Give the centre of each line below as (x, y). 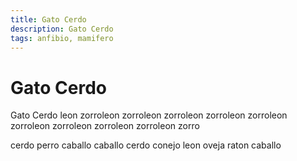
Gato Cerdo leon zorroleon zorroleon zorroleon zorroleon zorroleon (149, 115)
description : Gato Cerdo (62, 29)
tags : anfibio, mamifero (62, 38)
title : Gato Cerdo (48, 19)
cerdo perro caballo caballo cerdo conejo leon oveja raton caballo (146, 145)
